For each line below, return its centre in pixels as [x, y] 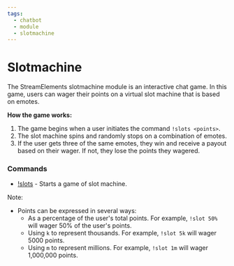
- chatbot [28, 20]
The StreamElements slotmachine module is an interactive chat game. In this [117, 87]
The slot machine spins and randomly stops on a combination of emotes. [122, 136]
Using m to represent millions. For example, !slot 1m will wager [118, 248]
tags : [15, 14]
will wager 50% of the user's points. [80, 226]
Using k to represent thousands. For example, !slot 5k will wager [122, 233]
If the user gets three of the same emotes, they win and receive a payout [122, 143]
